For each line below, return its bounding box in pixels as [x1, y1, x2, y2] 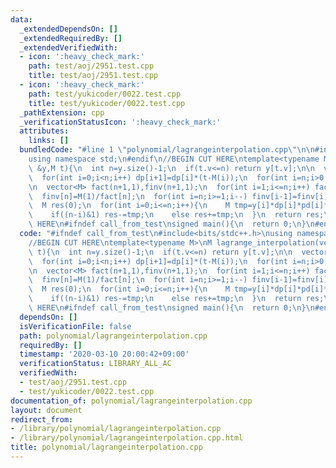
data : [10, 14, 33, 25]
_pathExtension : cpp [19, 107, 105, 118]
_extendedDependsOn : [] [19, 24, 118, 34]
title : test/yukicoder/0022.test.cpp [28, 98, 186, 108]
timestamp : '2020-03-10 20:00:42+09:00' [19, 349, 190, 360]
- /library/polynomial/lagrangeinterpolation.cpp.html [10, 433, 244, 443]
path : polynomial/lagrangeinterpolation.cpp [19, 331, 208, 341]
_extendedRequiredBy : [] [19, 33, 123, 43]
